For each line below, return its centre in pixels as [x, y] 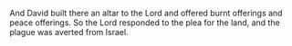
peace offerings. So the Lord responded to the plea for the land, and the [145, 23]
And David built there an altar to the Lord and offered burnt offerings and [146, 13]
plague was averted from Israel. [69, 32]
